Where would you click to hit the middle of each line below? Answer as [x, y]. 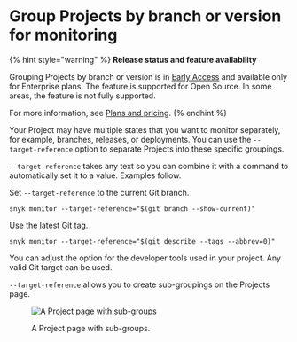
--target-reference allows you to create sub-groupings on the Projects [140, 284]
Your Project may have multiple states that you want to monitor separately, [145, 129]
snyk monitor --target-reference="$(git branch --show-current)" [132, 209]
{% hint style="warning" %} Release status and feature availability [133, 59]
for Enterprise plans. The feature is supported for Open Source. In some [141, 86]
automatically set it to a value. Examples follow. [95, 175]
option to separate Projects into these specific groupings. [180, 149]
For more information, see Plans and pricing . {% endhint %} [118, 113]
